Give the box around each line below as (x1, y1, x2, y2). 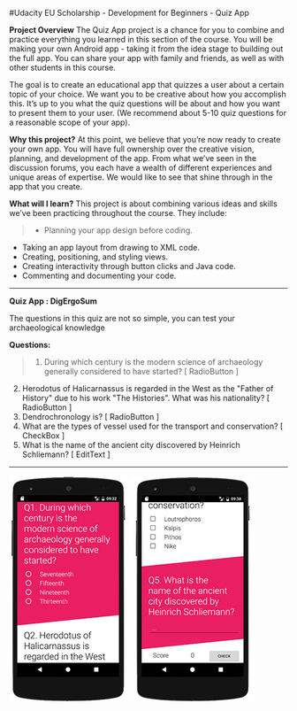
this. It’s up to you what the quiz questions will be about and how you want (9, 98, 280, 109)
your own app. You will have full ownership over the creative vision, (9, 143, 255, 154)
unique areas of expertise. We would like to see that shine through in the (9, 172, 273, 182)
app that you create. (9, 182, 83, 191)
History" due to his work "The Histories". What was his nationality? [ (21, 393, 270, 403)
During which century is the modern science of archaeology (43, 357, 263, 367)
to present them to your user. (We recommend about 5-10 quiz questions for (9, 108, 287, 118)
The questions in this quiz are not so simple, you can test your (9, 313, 236, 323)
